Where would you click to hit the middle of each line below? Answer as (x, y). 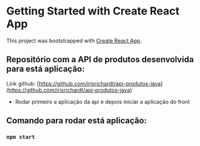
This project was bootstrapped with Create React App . (74, 40)
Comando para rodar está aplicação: (77, 121)
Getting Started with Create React (93, 11)
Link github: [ (23, 83)
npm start (21, 137)
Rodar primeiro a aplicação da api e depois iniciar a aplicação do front (102, 101)
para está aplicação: (45, 69)
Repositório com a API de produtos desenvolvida (100, 59)
